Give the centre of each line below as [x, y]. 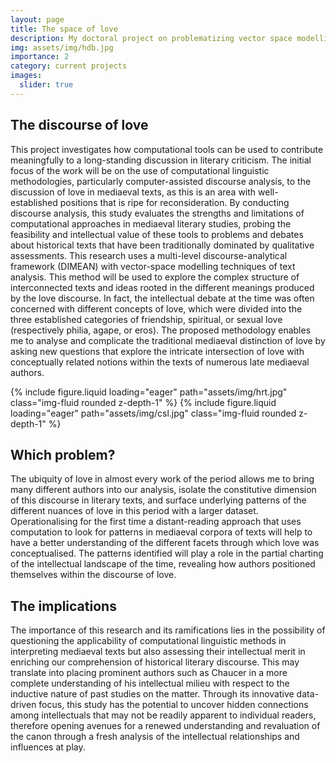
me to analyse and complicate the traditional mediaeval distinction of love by [168, 340]
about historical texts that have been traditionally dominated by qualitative [162, 245]
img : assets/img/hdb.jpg [62, 47]
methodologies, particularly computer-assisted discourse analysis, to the [161, 181]
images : [26, 76]
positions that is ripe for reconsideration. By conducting [174, 202]
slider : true [46, 85]
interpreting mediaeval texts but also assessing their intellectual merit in [158, 652]
